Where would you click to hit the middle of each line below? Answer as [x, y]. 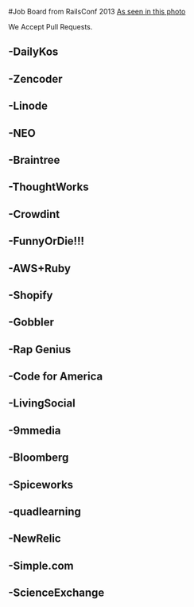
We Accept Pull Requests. [50, 27]
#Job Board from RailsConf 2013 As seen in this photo [97, 12]
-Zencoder [35, 79]
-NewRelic [35, 539]
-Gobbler [31, 323]
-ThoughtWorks [48, 187]
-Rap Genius [40, 349]
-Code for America [56, 377]
